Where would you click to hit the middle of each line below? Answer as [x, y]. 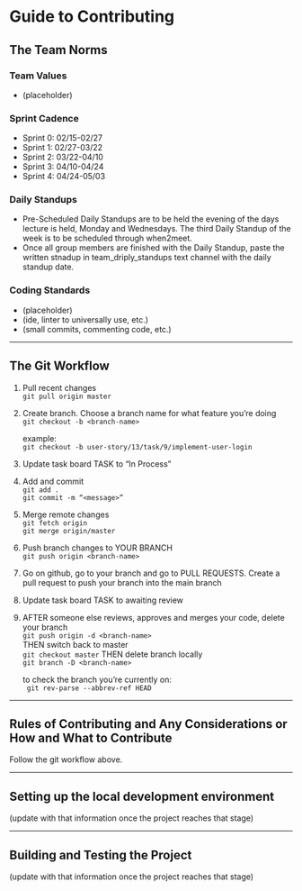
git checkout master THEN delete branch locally [112, 654]
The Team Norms [58, 50]
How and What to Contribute [91, 737]
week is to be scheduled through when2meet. [107, 238]
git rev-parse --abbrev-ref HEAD [89, 688]
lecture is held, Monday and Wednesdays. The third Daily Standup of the [157, 229]
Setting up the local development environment [142, 796]
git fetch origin [55, 523]
